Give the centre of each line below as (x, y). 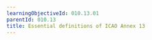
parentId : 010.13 (31, 20)
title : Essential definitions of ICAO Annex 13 (76, 26)
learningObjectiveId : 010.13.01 (53, 13)
